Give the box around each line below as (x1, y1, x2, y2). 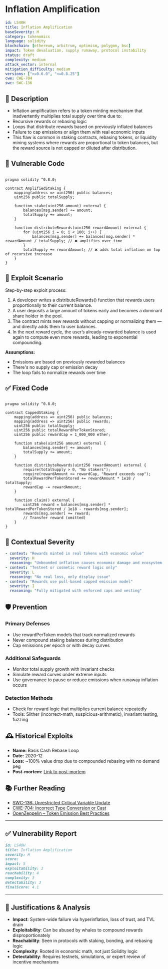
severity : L (9, 570, 35, 575)
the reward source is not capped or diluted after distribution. (12, 145, 137, 151)
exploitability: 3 (5, 866, 43, 871)
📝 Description (5, 94, 48, 103)
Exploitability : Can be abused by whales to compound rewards (12, 927, 143, 933)
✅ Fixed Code (5, 384, 48, 392)
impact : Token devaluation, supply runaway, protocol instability (5, 48, 146, 53)
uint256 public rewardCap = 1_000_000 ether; (14, 432, 111, 437)
